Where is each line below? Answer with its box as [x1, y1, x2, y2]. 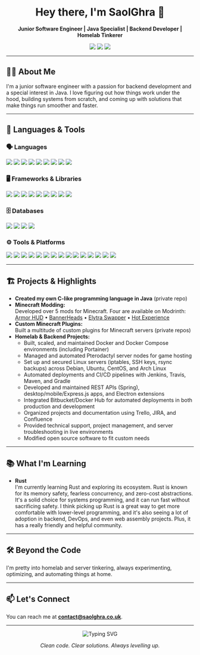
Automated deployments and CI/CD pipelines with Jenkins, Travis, [23, 371, 186, 378]
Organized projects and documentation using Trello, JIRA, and [23, 409, 177, 417]
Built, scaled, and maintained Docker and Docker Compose [23, 339, 168, 347]
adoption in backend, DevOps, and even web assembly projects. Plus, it [14, 515, 191, 522]
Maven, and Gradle [23, 378, 71, 385]
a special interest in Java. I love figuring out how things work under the [6, 89, 180, 96]
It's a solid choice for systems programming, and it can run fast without [14, 496, 190, 503]
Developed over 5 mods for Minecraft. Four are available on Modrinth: [14, 308, 186, 315]
